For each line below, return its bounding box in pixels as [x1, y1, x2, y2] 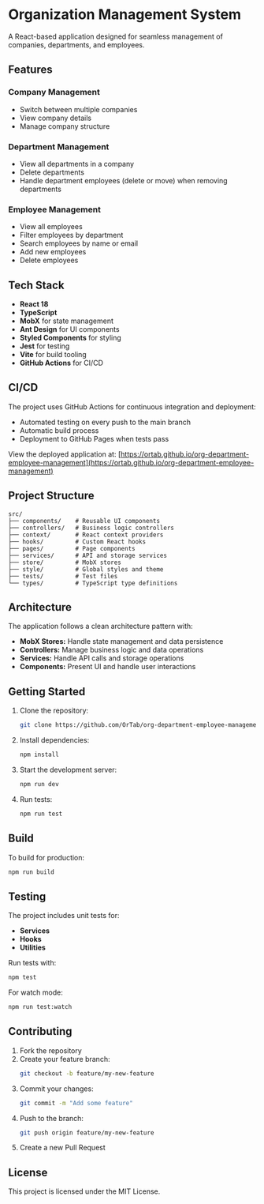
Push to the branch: [19, 1113, 84, 1123]
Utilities [19, 943, 46, 953]
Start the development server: [19, 765, 117, 775]
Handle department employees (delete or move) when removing [19, 175, 228, 185]
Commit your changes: [19, 1084, 94, 1093]
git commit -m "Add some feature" [19, 1099, 133, 1107]
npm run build [8, 867, 55, 876]
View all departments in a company [19, 159, 135, 168]
